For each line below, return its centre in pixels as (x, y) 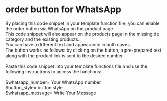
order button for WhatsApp (63, 9)
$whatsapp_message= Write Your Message (51, 93)
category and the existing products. (43, 39)
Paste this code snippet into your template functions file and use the (76, 66)
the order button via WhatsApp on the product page (59, 28)
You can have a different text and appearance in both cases (68, 44)
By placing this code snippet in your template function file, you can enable (83, 23)
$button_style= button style (34, 87)
